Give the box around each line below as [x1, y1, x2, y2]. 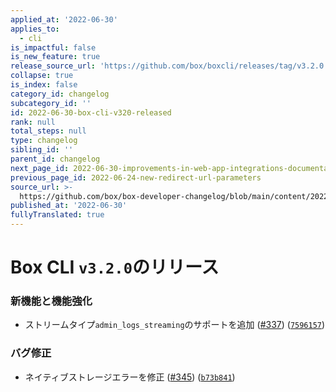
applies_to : [10, 24, 60, 34]
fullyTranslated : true [10, 210, 105, 220]
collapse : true [10, 71, 74, 81]
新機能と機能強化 [10, 294, 93, 308]
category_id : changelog [10, 89, 110, 99]
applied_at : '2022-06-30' [10, 14, 118, 25]
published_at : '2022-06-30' [10, 201, 128, 211]
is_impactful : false [10, 42, 97, 53]
